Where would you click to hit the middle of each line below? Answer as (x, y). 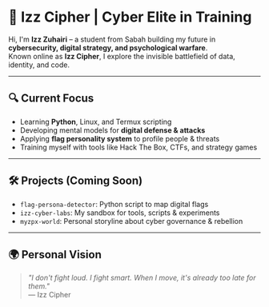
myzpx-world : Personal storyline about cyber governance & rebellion (131, 221)
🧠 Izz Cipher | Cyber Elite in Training (130, 17)
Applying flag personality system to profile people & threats (120, 138)
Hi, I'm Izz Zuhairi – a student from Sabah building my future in (112, 39)
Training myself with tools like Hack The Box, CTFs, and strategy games (139, 147)
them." (39, 286)
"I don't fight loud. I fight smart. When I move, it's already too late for (142, 278)
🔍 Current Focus (51, 99)
